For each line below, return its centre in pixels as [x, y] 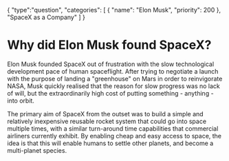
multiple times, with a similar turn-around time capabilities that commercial [113, 128]
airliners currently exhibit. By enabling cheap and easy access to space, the [115, 136]
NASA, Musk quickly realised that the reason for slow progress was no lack [113, 86]
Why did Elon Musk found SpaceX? [109, 45]
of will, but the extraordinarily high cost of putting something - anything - [111, 93]
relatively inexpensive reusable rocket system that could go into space [107, 121]
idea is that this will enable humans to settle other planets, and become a [110, 143]
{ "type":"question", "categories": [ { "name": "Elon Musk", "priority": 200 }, [114, 10]
